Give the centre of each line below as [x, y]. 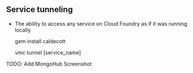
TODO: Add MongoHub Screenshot [49, 64]
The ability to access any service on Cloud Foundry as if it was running [101, 23]
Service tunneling [40, 10]
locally [23, 30]
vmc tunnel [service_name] [48, 53]
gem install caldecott [40, 41]
